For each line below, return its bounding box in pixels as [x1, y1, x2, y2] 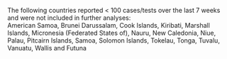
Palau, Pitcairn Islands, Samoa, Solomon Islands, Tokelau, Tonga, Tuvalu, [7, 36, 220, 45]
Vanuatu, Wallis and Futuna [7, 44, 87, 52]
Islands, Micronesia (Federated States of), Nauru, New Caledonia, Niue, [7, 28, 216, 37]
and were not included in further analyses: [7, 14, 131, 22]
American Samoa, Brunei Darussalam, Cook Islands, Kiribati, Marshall [7, 21, 211, 29]
